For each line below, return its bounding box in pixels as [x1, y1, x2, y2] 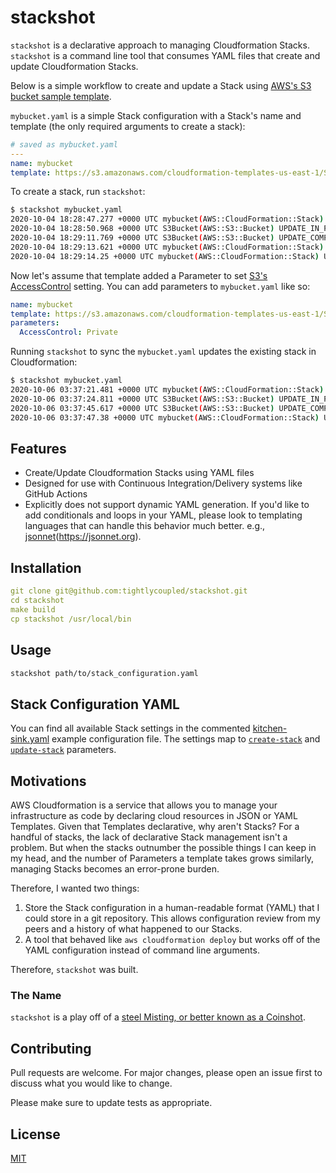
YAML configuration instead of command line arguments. [24, 944, 260, 956]
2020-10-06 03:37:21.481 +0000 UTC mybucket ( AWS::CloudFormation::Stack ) [10, 385, 325, 395]
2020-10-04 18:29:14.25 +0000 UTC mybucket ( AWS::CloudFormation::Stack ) [10, 251, 320, 261]
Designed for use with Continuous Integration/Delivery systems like [24, 477, 303, 490]
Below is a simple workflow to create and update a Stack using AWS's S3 [10, 79, 312, 91]
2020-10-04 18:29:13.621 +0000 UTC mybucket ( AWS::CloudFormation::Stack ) [10, 242, 325, 252]
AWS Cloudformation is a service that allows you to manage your [10, 799, 278, 811]
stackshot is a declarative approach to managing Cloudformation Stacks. [10, 39, 310, 51]
